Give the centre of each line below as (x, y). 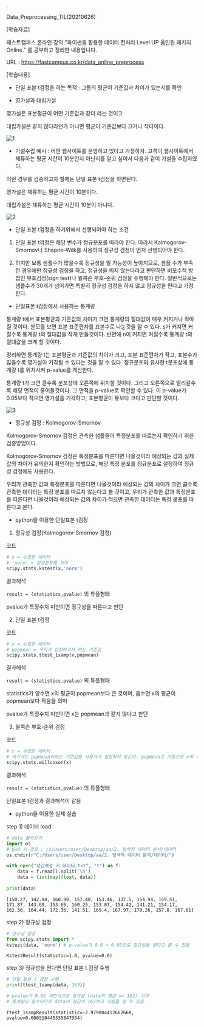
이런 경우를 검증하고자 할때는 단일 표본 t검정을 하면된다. (72, 179)
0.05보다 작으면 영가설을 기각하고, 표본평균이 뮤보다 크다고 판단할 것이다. (93, 398)
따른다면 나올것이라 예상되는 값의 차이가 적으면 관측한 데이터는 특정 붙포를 (100, 499)
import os (19, 844)
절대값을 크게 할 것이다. (34, 342)
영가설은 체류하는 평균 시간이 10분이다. (52, 192)
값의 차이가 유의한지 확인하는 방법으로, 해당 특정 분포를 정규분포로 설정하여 (95, 464)
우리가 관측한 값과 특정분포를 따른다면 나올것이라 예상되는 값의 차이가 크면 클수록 (102, 484)
